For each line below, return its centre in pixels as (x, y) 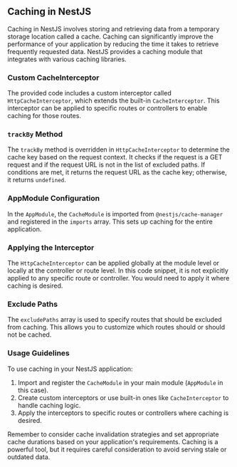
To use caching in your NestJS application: (70, 369)
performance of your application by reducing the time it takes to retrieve (113, 44)
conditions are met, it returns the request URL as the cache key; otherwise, (117, 172)
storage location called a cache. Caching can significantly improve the (110, 36)
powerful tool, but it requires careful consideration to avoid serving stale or (117, 449)
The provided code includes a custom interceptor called (90, 93)
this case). (33, 390)
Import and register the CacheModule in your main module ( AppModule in (120, 382)
